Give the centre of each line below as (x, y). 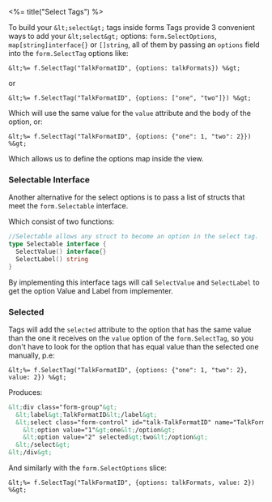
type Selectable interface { (57, 244)
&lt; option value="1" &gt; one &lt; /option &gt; (99, 430)
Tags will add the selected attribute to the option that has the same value (130, 329)
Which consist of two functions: (62, 221)
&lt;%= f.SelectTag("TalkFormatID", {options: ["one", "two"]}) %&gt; (130, 98)
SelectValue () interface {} (61, 252)
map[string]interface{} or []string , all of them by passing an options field (134, 45)
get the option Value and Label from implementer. (91, 290)
